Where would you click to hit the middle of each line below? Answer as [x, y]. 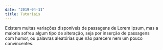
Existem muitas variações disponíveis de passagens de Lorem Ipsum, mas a [82, 28]
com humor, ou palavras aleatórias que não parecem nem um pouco [74, 38]
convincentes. [19, 43]
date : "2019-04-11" [25, 9]
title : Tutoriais [23, 14]
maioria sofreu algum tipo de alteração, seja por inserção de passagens [78, 33]
